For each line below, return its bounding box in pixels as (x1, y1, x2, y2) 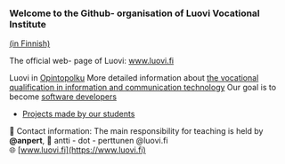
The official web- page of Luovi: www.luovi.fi (9, 56, 175, 66)
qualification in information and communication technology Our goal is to (9, 82, 277, 93)
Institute (9, 18, 47, 30)
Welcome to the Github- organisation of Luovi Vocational (9, 7, 260, 20)
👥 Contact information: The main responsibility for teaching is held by (9, 126, 264, 137)
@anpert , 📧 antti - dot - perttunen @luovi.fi (9, 136, 168, 146)
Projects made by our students (21, 109, 135, 120)
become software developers (9, 91, 118, 102)
